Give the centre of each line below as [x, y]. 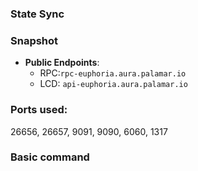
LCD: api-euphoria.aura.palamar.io [113, 84]
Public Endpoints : [62, 63]
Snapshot [34, 40]
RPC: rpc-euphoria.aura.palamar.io [113, 73]
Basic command [50, 157]
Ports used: [39, 110]
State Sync [37, 14]
